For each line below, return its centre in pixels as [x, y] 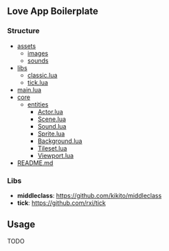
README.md [35, 163]
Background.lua [60, 141]
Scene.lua [52, 119]
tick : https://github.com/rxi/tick [61, 203]
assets [26, 46]
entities [38, 104]
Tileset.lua [52, 148]
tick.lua [37, 83]
